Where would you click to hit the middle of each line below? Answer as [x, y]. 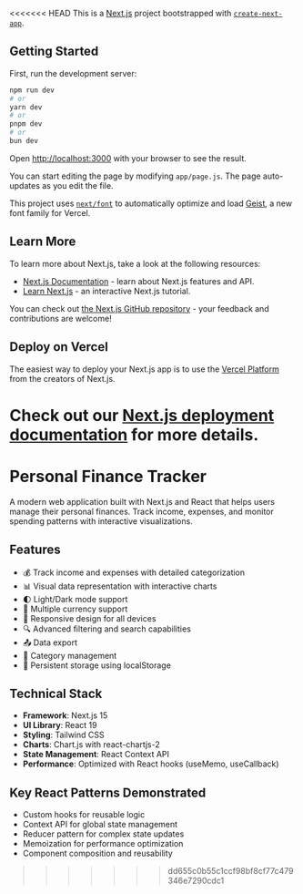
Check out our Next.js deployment [142, 415]
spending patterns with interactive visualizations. [101, 521]
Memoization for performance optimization [103, 844]
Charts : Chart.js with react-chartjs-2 [91, 745]
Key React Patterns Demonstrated [108, 792]
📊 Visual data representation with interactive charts [120, 586]
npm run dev [32, 90]
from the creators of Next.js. [62, 378]
